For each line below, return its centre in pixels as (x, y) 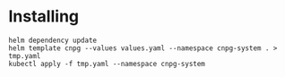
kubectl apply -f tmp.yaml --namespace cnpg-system (107, 64)
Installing (44, 17)
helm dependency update (53, 40)
